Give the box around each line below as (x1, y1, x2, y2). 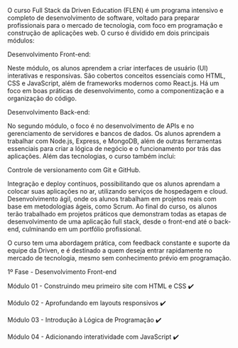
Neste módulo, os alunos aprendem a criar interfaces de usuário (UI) (7, 64, 208, 72)
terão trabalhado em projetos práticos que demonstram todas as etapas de (7, 210, 227, 218)
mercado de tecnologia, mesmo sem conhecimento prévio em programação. (7, 254, 232, 262)
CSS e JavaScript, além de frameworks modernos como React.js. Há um (7, 79, 220, 88)
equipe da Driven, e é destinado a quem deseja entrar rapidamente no (7, 246, 212, 255)
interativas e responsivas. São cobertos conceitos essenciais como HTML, (7, 71, 226, 80)
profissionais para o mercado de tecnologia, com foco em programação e (7, 21, 223, 29)
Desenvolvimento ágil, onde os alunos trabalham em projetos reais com (7, 195, 217, 203)
